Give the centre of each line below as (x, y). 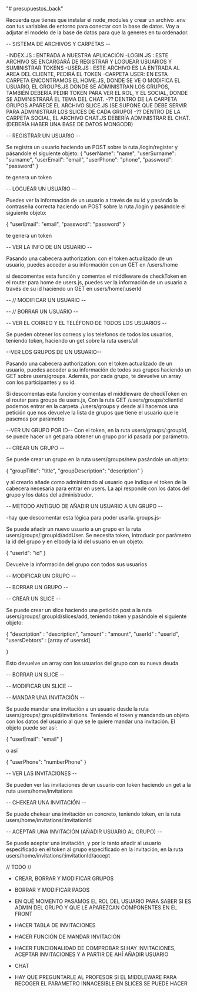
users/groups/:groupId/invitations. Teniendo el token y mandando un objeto (98, 715)
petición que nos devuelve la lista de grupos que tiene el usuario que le (92, 413)
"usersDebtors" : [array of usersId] (48, 640)
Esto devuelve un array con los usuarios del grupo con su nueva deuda (92, 663)
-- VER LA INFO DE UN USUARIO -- (49, 247)
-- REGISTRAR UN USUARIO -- (44, 136)
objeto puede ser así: (32, 727)
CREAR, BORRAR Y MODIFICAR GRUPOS (64, 878)
